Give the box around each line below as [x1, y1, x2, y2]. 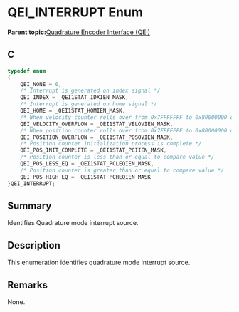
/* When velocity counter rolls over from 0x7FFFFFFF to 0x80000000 [20, 113, 228, 121]
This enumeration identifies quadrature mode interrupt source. [7, 258, 191, 267]
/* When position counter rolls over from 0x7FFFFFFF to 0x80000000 [20, 127, 228, 134]
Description [7, 239, 60, 251]
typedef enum [7, 67, 46, 75]
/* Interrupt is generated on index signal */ [20, 87, 161, 95]
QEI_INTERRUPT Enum [7, 4, 144, 21]
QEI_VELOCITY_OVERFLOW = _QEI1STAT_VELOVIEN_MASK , [20, 120, 174, 128]
